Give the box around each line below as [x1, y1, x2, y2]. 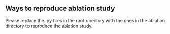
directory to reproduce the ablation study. [5, 23, 93, 29]
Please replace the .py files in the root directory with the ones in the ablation [5, 17, 165, 23]
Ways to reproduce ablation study [5, 4, 116, 13]
